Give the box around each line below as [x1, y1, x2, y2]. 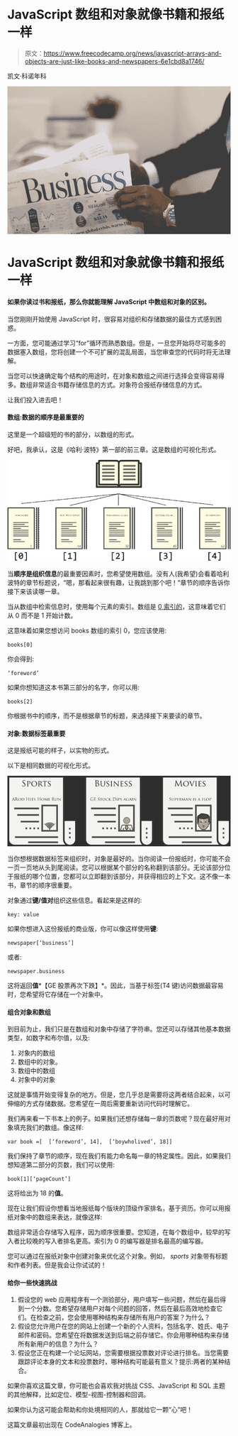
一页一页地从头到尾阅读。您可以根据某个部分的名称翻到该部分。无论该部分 [7, 863, 225, 872]
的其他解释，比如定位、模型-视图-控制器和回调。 [7, 1391, 150, 1399]
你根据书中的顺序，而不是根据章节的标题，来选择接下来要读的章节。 [7, 711, 206, 720]
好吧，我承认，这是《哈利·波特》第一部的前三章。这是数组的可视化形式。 [7, 445, 221, 454]
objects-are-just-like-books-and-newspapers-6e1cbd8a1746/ [24, 57, 205, 65]
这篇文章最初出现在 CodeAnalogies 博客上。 [7, 1420, 136, 1429]
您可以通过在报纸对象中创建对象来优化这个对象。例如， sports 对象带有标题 [7, 1252, 228, 1261]
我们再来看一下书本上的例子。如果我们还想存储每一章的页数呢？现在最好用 [7, 1114, 225, 1123]
